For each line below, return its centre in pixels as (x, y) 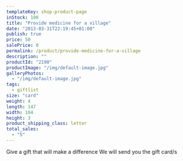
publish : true (24, 34)
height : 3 (19, 118)
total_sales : (22, 129)
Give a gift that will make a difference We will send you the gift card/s (92, 151)
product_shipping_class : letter (46, 124)
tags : (13, 85)
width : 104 (20, 112)
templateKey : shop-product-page (46, 12)
